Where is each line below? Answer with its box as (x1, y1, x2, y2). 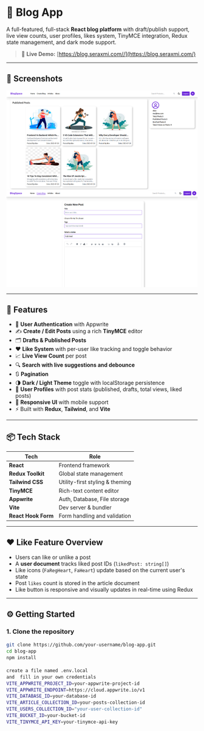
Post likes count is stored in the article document (15, 579, 140, 586)
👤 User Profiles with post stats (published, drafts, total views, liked (15, 386, 182, 393)
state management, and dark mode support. (6, 38, 117, 46)
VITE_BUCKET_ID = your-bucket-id (6, 713, 86, 719)
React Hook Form (8, 512, 54, 519)
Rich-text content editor (58, 487, 120, 494)
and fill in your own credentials (6, 674, 97, 680)
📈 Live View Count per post (15, 352, 87, 359)
